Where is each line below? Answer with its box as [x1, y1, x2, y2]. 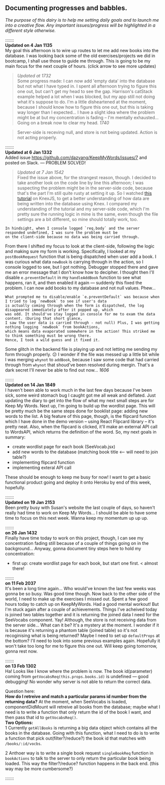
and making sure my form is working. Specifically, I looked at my [5, 248, 136, 254]
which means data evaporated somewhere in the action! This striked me [5, 329, 155, 334]
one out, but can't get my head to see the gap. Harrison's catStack [17, 88, 153, 94]
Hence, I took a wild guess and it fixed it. [5, 337, 100, 343]
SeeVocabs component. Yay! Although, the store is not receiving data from [5, 617, 157, 623]
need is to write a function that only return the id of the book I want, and [5, 709, 151, 715]
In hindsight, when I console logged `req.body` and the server [5, 226, 140, 231]
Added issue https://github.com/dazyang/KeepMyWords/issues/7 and [5, 155, 147, 160]
